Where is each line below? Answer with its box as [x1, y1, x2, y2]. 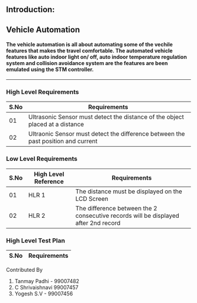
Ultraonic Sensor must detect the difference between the [28, 130, 185, 138]
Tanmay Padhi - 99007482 [14, 277, 80, 284]
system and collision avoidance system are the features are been [6, 60, 168, 67]
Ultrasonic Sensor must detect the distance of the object [28, 113, 184, 121]
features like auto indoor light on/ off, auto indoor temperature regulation [6, 53, 187, 60]
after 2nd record [75, 218, 121, 227]
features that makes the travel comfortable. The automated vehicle [6, 47, 173, 55]
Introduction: [6, 5, 55, 15]
